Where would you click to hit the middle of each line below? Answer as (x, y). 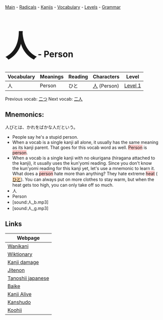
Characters (106, 77)
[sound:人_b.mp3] (30, 202)
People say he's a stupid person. (45, 137)
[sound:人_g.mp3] (30, 208)
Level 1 (133, 86)
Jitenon (16, 270)
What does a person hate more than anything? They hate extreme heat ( (85, 174)
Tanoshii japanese (28, 278)
